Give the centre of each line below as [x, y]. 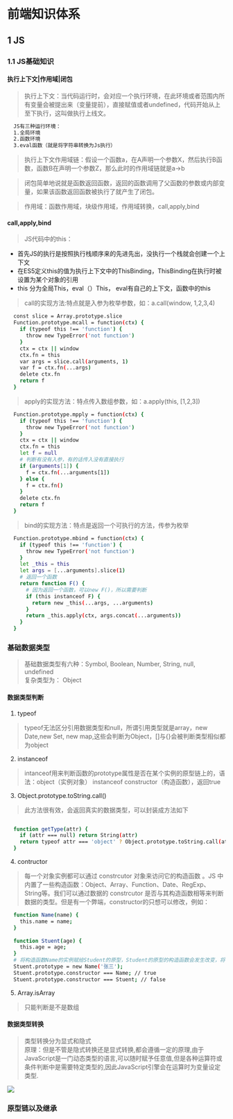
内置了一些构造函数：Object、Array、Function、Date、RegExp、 [117, 885]
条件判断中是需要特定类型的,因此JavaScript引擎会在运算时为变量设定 [122, 1067]
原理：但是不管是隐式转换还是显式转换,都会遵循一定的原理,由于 [114, 1049]
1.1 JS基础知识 [31, 61]
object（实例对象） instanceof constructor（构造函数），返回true [128, 781]
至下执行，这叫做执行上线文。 [67, 113]
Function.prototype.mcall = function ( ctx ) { [79, 323]
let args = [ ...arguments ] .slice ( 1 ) [73, 571]
